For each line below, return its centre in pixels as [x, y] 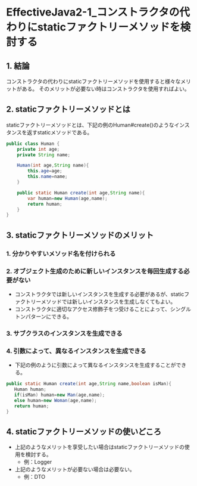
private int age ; [38, 149]
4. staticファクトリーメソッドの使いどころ [84, 431]
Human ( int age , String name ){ [53, 165]
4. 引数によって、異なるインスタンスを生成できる [76, 351]
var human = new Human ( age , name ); [68, 198]
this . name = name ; [48, 177]
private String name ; [43, 155]
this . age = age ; [45, 171]
